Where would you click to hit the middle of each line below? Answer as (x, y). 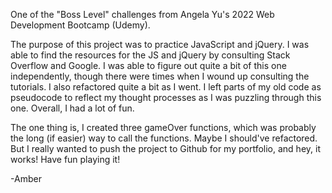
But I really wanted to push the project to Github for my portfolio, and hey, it (165, 148)
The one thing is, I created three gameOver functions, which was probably (163, 127)
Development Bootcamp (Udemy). (80, 25)
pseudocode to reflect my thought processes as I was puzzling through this (166, 97)
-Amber (26, 178)
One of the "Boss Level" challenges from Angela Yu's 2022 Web (142, 14)
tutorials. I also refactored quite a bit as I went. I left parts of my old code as (166, 87)
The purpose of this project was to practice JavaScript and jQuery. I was (160, 44)
